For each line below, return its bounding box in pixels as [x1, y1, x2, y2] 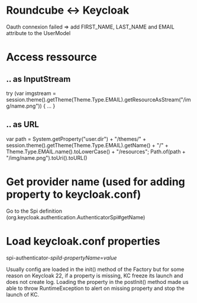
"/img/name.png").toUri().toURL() [6, 154, 88, 161]
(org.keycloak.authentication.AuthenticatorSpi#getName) [6, 213, 146, 220]
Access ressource [6, 50, 98, 64]
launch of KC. [6, 291, 40, 298]
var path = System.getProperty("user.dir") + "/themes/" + [6, 135, 147, 143]
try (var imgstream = [6, 90, 56, 97]
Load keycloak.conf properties [6, 234, 161, 248]
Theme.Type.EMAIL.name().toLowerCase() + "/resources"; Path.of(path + [6, 148, 186, 155]
